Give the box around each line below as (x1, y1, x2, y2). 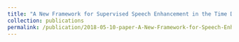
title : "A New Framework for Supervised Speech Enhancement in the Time (7, 10, 228, 18)
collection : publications (7, 17, 84, 24)
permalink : (7, 23, 40, 31)
